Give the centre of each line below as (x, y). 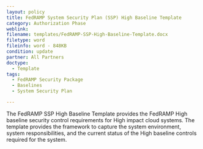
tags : (13, 74)
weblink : (17, 29)
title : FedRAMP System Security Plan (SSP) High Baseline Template (94, 18)
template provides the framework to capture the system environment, (94, 126)
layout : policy (26, 12)
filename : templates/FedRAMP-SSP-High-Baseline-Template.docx (87, 35)
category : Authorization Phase (46, 23)
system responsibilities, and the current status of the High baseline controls (102, 133)
